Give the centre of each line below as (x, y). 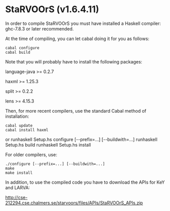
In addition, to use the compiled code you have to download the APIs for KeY (85, 182)
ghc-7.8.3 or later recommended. (40, 28)
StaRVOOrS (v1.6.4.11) (52, 9)
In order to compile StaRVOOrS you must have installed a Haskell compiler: (83, 23)
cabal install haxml (27, 130)
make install (19, 173)
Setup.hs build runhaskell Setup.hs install (48, 145)
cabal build (18, 52)
